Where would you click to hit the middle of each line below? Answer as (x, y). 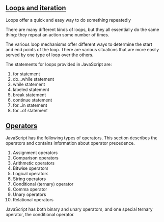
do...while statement (33, 79)
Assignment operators (35, 153)
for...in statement (30, 105)
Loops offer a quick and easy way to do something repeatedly (68, 20)
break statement (29, 95)
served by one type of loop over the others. (50, 55)
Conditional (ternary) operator (43, 184)
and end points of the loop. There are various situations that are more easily (82, 49)
